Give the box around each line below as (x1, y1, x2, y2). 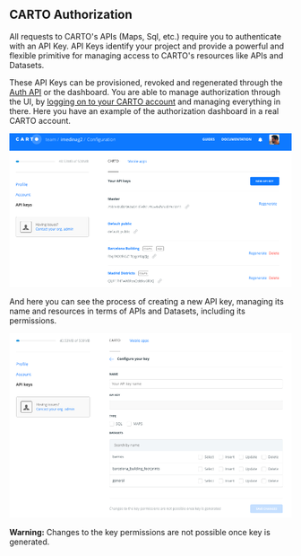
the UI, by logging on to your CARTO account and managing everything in (9, 96, 281, 107)
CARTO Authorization (9, 7, 133, 22)
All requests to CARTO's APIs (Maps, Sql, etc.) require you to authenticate (9, 31, 282, 41)
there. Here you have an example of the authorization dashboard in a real (9, 105, 279, 116)
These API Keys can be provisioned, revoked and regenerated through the (9, 76, 283, 88)
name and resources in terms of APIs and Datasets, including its (9, 305, 246, 316)
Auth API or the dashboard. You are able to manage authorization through (9, 86, 280, 97)
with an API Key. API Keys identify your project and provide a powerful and (9, 40, 285, 51)
